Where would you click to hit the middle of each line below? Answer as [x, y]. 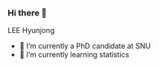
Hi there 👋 [28, 13]
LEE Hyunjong [31, 31]
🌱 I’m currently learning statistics [74, 55]
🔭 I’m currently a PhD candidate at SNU [85, 46]
